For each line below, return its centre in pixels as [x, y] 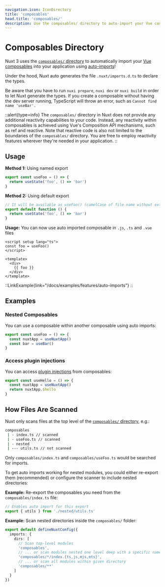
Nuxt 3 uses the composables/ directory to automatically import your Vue [78, 61]
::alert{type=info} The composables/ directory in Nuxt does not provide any [80, 115]
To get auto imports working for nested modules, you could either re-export [82, 473]
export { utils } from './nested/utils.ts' [50, 511]
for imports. [17, 463]
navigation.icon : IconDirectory [38, 10]
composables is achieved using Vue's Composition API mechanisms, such [80, 125]
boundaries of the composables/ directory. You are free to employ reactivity [81, 136]
